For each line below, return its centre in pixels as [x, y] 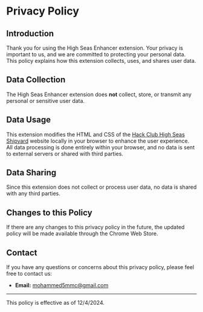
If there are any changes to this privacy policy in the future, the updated [95, 227]
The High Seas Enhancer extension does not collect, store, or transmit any [99, 94]
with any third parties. [33, 193]
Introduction [30, 34]
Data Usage [29, 120]
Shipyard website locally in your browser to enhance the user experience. [98, 141]
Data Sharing [31, 173]
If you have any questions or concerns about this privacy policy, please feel [100, 267]
